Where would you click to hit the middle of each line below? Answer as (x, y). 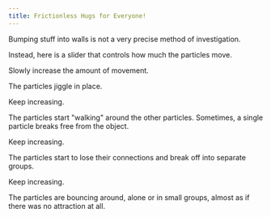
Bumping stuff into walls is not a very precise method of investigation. (125, 39)
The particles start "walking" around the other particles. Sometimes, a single (136, 117)
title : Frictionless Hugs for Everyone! (78, 16)
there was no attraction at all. (57, 206)
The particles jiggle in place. (55, 86)
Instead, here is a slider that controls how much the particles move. (121, 54)
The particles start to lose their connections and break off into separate (127, 157)
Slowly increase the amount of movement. (79, 70)
